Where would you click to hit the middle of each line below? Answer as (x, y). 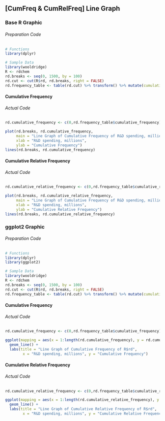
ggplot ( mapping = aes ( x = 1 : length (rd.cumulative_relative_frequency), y (82, 400)
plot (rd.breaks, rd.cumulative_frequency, (49, 131)
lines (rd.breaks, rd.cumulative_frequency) (50, 150)
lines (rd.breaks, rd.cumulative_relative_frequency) (60, 214)
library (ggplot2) (23, 262)
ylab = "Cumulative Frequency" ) (49, 145)
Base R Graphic (24, 23)
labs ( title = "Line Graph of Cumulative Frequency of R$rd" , (73, 350)
